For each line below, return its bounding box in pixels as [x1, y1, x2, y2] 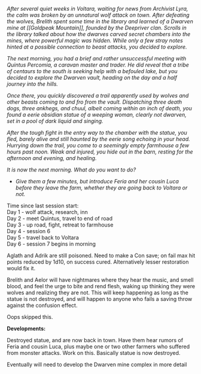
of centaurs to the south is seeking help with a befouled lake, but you [7, 68, 178, 74]
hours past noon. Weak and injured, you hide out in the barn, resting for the [7, 148, 193, 155]
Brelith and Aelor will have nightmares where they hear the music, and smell [7, 276, 194, 283]
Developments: [7, 325, 46, 332]
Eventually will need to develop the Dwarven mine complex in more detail [7, 361, 187, 368]
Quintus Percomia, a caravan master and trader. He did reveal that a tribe [7, 61, 189, 68]
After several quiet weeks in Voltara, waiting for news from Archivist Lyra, [7, 5, 188, 12]
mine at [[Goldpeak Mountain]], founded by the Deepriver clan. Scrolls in [7, 24, 187, 31]
